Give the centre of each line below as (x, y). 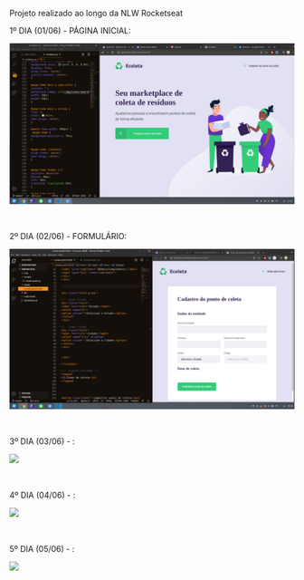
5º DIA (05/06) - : (42, 549)
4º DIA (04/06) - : (43, 495)
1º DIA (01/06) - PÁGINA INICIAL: (70, 30)
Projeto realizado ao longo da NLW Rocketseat (96, 13)
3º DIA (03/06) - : (42, 441)
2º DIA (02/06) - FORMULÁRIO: (68, 236)
